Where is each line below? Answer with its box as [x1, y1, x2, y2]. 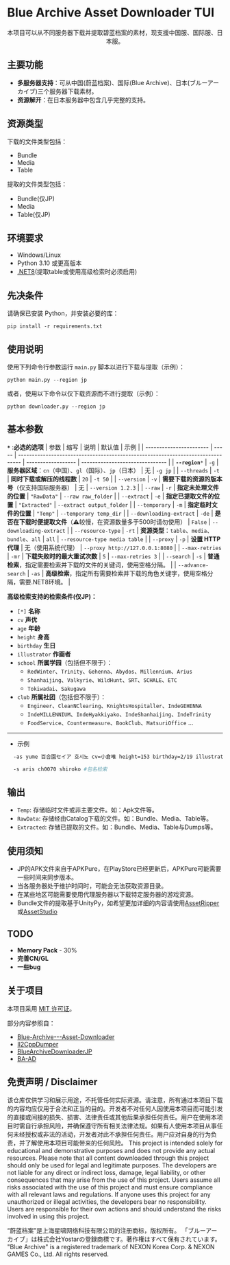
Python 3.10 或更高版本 [16, 259, 82, 267]
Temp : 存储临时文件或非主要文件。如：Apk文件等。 [16, 806, 159, 814]
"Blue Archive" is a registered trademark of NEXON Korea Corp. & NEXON [7, 1242, 215, 1251]
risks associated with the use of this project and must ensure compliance [7, 1183, 214, 1191]
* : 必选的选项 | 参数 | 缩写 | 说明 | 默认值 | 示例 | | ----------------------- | [7, 443, 213, 451]
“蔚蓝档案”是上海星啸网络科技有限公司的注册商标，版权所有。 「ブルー [7, 1226, 206, 1234]
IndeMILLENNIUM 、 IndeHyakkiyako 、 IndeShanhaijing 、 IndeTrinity [27, 709, 212, 718]
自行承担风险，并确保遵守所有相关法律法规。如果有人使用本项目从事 [25, 1121, 217, 1130]
